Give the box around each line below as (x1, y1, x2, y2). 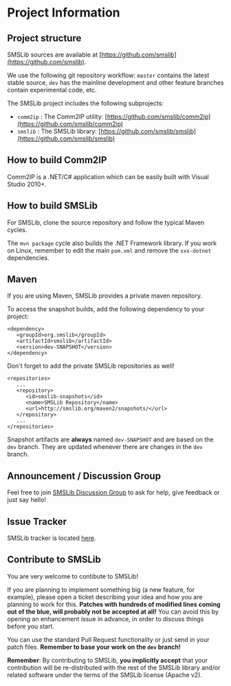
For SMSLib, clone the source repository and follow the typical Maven (7, 218, 205, 227)
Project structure (7, 32, 82, 44)
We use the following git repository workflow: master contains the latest (7, 71, 210, 79)
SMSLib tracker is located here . (7, 534, 96, 542)
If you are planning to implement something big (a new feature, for (7, 585, 195, 594)
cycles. (7, 225, 27, 233)
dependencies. (7, 253, 49, 262)
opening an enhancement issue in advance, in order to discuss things (7, 614, 204, 623)
